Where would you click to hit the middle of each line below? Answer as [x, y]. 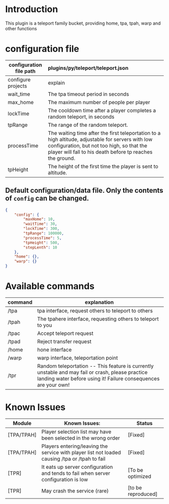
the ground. [61, 158]
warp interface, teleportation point [77, 358]
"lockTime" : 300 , [41, 229]
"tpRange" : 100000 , [44, 233]
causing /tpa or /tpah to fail [73, 459]
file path [25, 71]
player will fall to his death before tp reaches [100, 152]
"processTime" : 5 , [43, 238]
